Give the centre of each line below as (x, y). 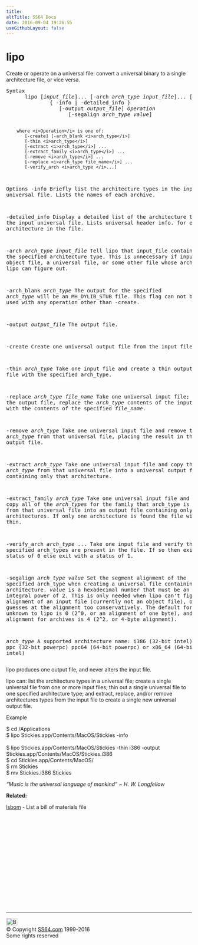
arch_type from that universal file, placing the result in (95, 437)
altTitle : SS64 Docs (32, 17)
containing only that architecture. (59, 476)
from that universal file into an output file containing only (99, 510)
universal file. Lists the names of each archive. (81, 195)
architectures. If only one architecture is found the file (95, 516)
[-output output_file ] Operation (107, 109)
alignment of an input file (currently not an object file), (96, 602)
